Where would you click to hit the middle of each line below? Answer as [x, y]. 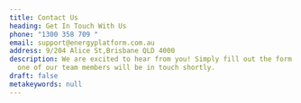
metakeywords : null [46, 84]
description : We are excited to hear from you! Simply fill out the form [151, 59]
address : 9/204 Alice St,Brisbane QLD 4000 [92, 51]
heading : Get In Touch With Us [68, 26]
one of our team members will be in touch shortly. [117, 68]
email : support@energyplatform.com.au [82, 43]
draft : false [34, 76]
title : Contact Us [44, 17]
